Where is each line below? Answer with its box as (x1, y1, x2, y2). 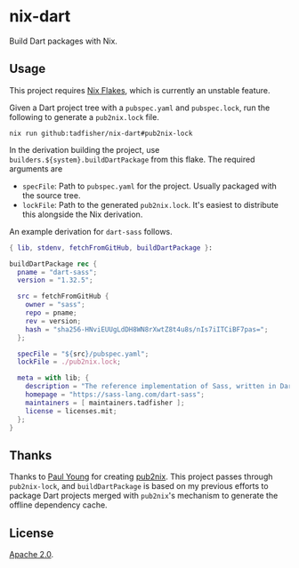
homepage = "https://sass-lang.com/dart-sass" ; (25, 390, 205, 399)
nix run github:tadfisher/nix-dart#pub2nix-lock (9, 129, 193, 138)
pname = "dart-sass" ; (17, 268, 98, 276)
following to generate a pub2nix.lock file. (9, 111, 160, 122)
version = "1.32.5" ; (17, 276, 93, 285)
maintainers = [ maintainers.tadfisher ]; (25, 398, 185, 407)
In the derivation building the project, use (9, 144, 160, 155)
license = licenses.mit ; (25, 406, 117, 415)
